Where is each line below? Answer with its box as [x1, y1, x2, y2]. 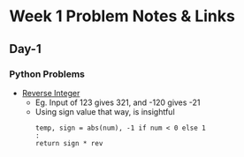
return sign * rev [34, 138, 103, 147]
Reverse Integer [21, 87, 80, 98]
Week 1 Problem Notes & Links [9, 6, 236, 26]
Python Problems [9, 68, 86, 80]
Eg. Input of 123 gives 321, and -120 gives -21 [34, 97, 201, 108]
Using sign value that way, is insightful [34, 106, 175, 116]
